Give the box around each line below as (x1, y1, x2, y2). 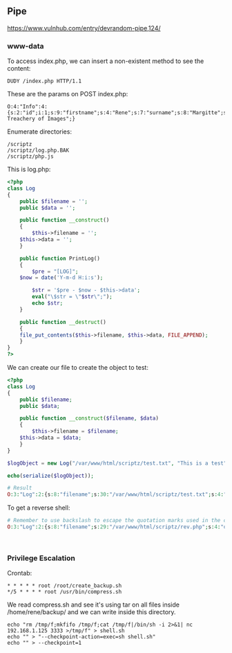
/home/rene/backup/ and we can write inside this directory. (7, 608, 176, 616)
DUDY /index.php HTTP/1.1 (7, 78, 81, 85)
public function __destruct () (19, 319, 107, 325)
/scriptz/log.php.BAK (7, 147, 70, 154)
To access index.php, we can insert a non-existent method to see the (7, 57, 204, 65)
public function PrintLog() (19, 255, 100, 262)
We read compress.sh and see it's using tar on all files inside (7, 600, 180, 609)
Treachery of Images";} (7, 116, 76, 123)
